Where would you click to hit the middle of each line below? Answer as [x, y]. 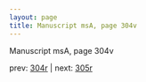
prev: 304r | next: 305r [51, 68]
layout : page [33, 17]
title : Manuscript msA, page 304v [73, 26]
